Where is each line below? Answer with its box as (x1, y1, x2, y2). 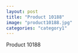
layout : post (6, 8, 38, 15)
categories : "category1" (6, 25, 67, 31)
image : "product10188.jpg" (6, 19, 73, 25)
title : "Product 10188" (6, 14, 65, 20)
